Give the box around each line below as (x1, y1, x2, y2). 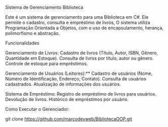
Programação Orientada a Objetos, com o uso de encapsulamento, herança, (5, 25, 164, 31)
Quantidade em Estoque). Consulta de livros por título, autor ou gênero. (5, 55, 154, 61)
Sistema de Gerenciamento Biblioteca (5, 5, 83, 10)
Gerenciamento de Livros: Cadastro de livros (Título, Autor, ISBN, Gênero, (5, 50, 158, 56)
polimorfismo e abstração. (5, 30, 60, 36)
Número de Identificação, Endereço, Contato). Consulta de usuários (5, 76, 146, 81)
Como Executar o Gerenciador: (5, 106, 70, 112)
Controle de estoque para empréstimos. (5, 61, 88, 66)
